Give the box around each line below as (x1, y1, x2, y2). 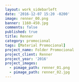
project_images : (5, 61, 38, 66)
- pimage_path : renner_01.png (9, 66, 70, 70)
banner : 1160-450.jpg (5, 20, 49, 26)
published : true (5, 29, 38, 34)
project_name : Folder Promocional (5, 47, 75, 52)
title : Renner (5, 34, 34, 39)
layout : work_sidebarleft (5, 7, 57, 12)
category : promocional (5, 39, 51, 43)
